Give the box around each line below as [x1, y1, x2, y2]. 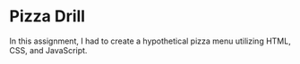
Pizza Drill [9, 6, 86, 27]
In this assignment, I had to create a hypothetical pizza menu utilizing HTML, [9, 36, 291, 46]
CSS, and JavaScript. [9, 44, 88, 55]
